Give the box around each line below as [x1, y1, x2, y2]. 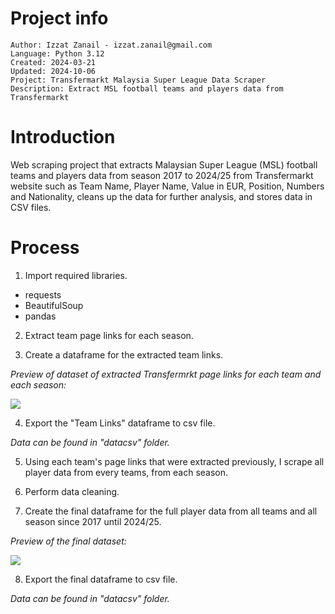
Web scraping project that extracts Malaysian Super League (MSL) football [10, 158, 318, 171]
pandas [24, 310, 57, 322]
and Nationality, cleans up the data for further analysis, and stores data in [10, 190, 313, 202]
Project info [10, 7, 109, 30]
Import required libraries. [24, 269, 128, 281]
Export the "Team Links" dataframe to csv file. [24, 417, 216, 429]
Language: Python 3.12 [10, 48, 105, 59]
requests [24, 288, 62, 301]
